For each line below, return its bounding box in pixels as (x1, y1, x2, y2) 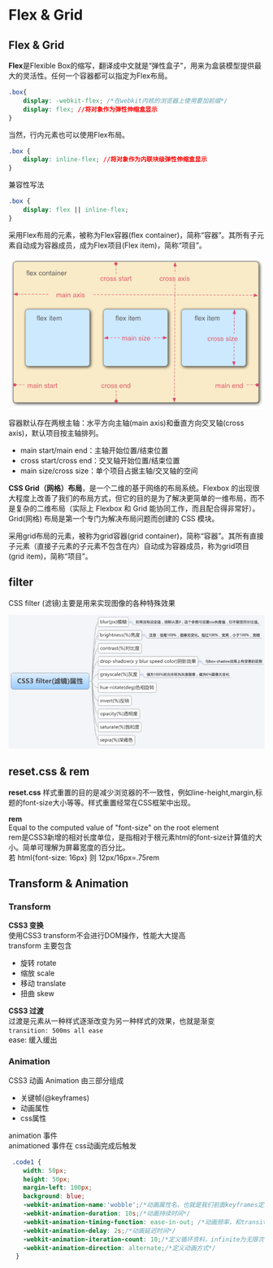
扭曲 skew (19, 989, 54, 998)
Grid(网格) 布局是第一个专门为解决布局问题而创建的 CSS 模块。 (8, 513, 219, 523)
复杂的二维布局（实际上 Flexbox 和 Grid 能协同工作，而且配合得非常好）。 (15, 503, 260, 513)
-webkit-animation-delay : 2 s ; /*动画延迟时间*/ (23, 1226, 176, 1235)
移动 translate (19, 979, 67, 989)
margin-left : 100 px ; (23, 1183, 93, 1192)
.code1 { (11, 1158, 42, 1166)
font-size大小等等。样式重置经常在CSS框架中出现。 (22, 797, 195, 807)
